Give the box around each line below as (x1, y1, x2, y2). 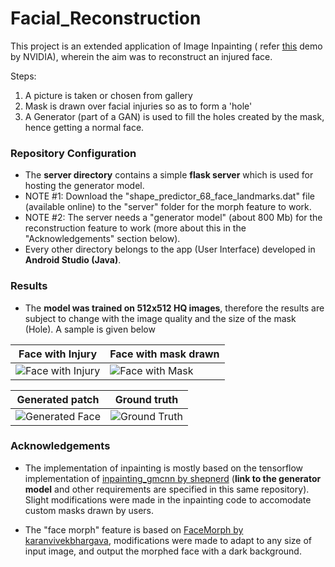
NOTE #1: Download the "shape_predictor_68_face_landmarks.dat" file (24, 190, 315, 202)
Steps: (10, 70, 37, 82)
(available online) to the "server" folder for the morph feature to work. (24, 201, 312, 213)
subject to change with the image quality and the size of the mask (24, 312, 297, 324)
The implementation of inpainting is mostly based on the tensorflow (24, 462, 304, 474)
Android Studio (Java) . (24, 254, 122, 266)
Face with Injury (18, 347, 98, 361)
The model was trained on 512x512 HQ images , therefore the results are (24, 302, 325, 314)
